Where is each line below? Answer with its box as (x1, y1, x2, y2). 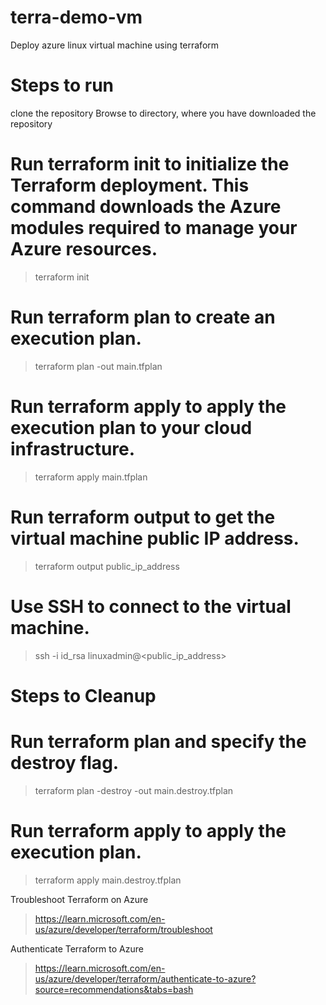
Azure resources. (10, 238, 158, 261)
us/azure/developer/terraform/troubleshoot (34, 923, 213, 935)
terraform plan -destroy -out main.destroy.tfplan (34, 784, 234, 796)
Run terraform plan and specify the (10, 730, 307, 753)
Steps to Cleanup (10, 684, 157, 707)
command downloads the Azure (10, 196, 282, 218)
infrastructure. (10, 437, 136, 460)
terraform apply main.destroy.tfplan (34, 874, 182, 886)
